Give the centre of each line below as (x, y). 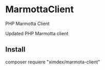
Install (15, 50)
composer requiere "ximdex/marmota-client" (53, 62)
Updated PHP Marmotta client (37, 33)
